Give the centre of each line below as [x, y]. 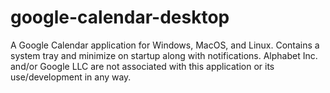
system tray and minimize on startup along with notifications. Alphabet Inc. [164, 55]
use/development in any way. [71, 77]
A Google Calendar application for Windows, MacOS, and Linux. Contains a [165, 45]
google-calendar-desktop [120, 17]
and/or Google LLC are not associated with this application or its [142, 66]
